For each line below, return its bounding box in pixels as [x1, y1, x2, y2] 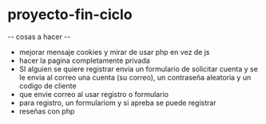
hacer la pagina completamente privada [18, 56, 151, 65]
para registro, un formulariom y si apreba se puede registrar [18, 98, 216, 107]
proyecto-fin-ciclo [7, 6, 133, 24]
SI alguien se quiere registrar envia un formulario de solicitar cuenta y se [18, 64, 259, 73]
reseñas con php [18, 106, 75, 116]
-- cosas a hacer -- [7, 32, 71, 41]
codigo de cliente [18, 81, 77, 91]
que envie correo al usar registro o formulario [18, 89, 169, 99]
